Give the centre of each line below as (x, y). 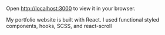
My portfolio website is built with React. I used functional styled (83, 20)
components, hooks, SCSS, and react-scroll (59, 26)
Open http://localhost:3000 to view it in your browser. (71, 8)
